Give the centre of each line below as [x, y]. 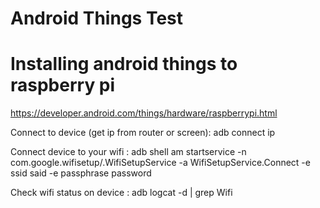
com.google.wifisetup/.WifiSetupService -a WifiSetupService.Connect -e [160, 163]
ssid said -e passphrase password [81, 173]
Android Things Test [97, 18]
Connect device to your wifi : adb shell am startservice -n [128, 152]
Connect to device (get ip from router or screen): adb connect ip [143, 133]
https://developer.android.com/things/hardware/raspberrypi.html [144, 113]
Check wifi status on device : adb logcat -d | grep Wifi [121, 193]
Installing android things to [124, 64]
